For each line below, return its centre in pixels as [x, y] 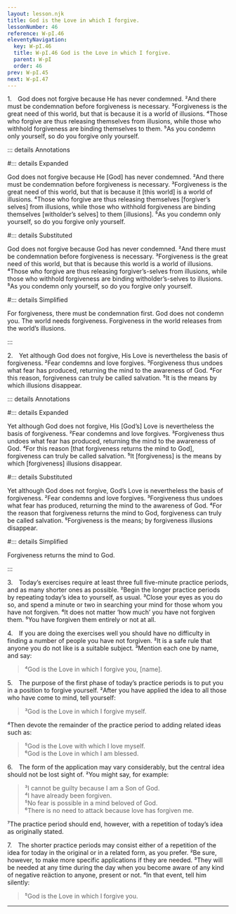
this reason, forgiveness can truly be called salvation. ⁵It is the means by [112, 378]
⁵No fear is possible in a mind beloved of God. [91, 803]
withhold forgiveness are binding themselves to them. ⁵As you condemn [112, 129]
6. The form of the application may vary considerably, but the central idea [116, 767]
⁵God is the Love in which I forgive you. [81, 896]
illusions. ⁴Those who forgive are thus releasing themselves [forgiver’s [109, 199]
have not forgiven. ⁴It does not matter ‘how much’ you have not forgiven [111, 612]
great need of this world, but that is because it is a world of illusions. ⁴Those [118, 114]
